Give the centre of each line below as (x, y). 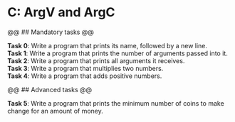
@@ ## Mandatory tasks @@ (51, 32)
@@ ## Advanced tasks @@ (50, 89)
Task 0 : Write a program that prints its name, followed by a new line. (108, 45)
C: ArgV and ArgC (61, 12)
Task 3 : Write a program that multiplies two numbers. (85, 68)
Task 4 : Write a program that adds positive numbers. (85, 76)
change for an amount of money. (55, 111)
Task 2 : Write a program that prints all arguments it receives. (96, 60)
